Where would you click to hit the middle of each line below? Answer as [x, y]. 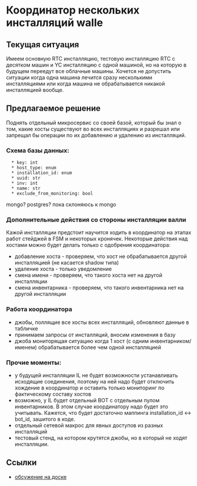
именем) [26, 347]
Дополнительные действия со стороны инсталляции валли [96, 220]
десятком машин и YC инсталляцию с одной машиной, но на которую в [96, 65]
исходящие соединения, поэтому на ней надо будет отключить [94, 381]
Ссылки [21, 463]
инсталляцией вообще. [35, 90]
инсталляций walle [55, 23]
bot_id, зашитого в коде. [45, 419]
